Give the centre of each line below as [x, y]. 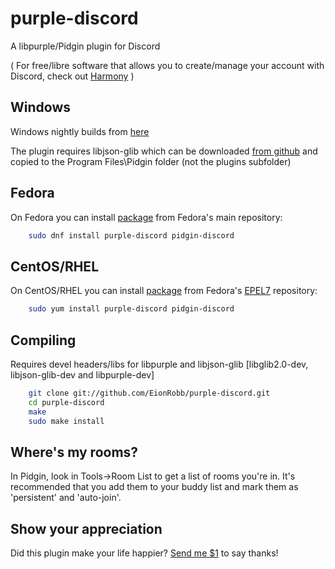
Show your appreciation [86, 528]
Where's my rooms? [74, 452]
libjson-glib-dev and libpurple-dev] [82, 374]
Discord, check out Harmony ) [72, 76]
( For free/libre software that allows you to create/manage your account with [167, 65]
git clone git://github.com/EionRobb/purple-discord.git [149, 393]
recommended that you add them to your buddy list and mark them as [154, 487]
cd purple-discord [66, 402]
